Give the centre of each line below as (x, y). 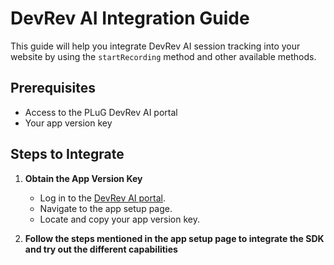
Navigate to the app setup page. (106, 208)
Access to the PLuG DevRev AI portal (101, 112)
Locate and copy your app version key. (119, 219)
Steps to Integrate (67, 154)
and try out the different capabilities (101, 249)
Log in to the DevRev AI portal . (102, 198)
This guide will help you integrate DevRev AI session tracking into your (155, 46)
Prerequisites (53, 88)
